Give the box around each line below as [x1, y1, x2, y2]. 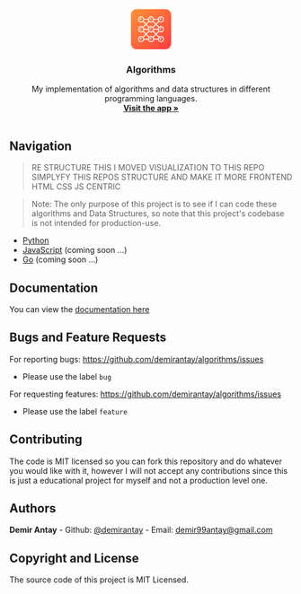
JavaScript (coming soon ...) [22, 245, 128, 256]
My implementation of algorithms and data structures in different [31, 83, 271, 94]
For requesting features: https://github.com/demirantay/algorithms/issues [9, 389, 281, 399]
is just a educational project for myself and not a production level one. [9, 475, 268, 485]
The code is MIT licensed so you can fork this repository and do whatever [9, 456, 283, 467]
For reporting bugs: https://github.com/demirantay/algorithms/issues [9, 354, 264, 364]
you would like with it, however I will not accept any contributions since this [9, 465, 288, 476]
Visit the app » [122, 103, 180, 114]
